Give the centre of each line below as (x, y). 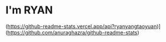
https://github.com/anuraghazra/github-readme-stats (72, 32)
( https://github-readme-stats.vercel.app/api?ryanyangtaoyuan (81, 26)
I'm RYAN (29, 10)
